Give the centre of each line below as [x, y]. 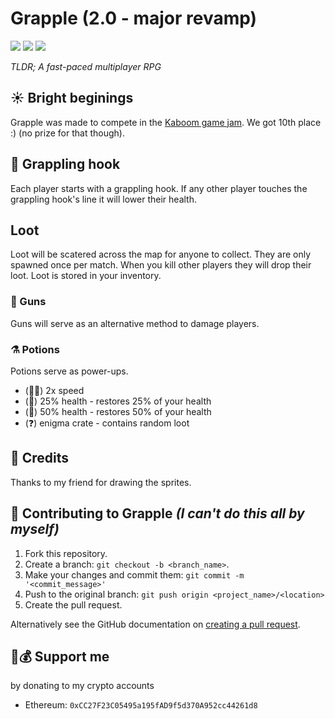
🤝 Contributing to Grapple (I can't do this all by [157, 513]
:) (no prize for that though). [67, 133]
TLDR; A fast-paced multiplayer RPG [86, 66]
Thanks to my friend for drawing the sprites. [101, 482]
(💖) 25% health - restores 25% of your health [118, 401]
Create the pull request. [73, 604]
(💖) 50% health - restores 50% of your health [118, 411]
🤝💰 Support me [60, 656]
